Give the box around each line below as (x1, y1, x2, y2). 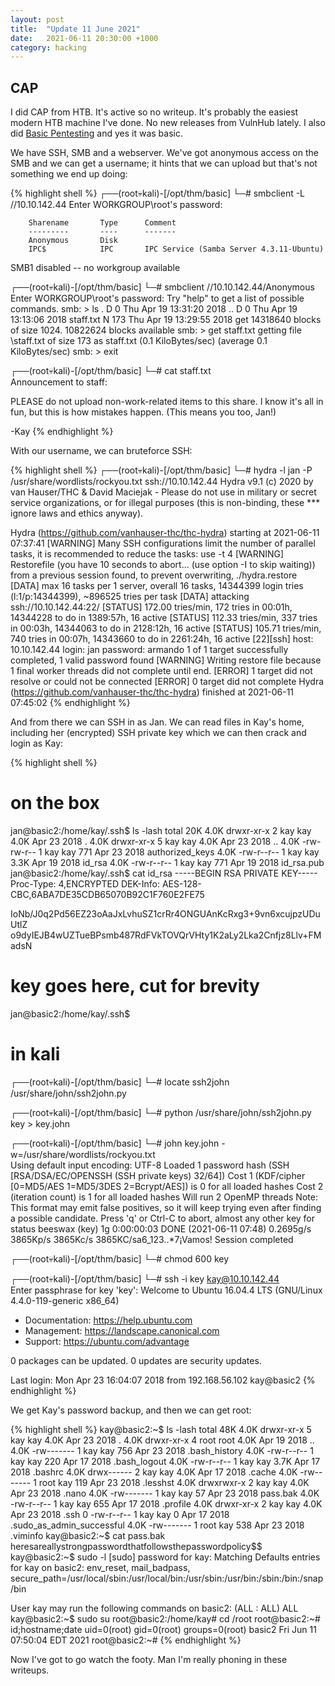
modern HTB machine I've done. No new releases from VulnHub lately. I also (10, 117, 326, 129)
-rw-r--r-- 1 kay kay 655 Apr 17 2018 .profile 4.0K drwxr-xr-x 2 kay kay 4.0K (10, 1497, 323, 1510)
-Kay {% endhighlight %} (10, 426, 114, 438)
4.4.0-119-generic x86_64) (10, 1294, 120, 1306)
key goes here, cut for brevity (10, 975, 260, 998)
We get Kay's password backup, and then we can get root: (10, 1404, 252, 1416)
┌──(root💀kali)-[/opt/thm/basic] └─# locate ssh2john (10, 1076, 230, 1088)
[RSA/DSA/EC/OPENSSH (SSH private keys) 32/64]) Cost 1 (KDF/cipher (10, 1169, 306, 1181)
